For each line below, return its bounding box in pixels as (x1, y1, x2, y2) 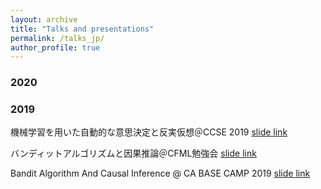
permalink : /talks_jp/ (10, 33, 105, 43)
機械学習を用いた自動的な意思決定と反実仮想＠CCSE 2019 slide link (10, 126, 288, 138)
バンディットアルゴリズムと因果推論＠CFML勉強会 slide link (10, 147, 257, 160)
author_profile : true (10, 42, 101, 53)
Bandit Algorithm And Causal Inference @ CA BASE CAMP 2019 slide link (10, 167, 311, 180)
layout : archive (10, 14, 78, 25)
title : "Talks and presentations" (10, 24, 155, 34)
